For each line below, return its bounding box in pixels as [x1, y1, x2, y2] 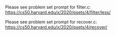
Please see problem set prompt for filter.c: [5, 4, 91, 10]
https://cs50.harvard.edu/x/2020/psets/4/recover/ [5, 24, 108, 30]
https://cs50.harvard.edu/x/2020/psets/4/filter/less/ [5, 9, 111, 15]
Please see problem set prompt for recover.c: [5, 19, 97, 25]
